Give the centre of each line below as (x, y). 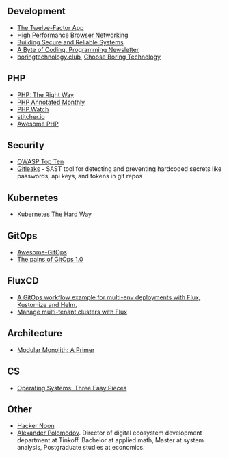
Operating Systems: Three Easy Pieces (72, 388)
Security (26, 145)
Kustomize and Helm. (47, 304)
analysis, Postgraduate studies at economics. (81, 448)
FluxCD (23, 281)
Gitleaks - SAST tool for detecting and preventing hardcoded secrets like (119, 169)
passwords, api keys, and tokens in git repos (80, 176)
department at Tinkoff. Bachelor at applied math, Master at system (110, 440)
